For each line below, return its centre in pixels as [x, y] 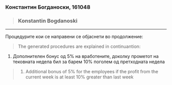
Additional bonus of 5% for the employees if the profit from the [92, 72]
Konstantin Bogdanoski [48, 20]
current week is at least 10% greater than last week [80, 77]
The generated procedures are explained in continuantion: [79, 46]
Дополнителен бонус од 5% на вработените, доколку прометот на [85, 56]
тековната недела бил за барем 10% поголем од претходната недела [89, 62]
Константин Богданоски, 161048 [48, 7]
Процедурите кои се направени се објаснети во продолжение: [74, 37]
